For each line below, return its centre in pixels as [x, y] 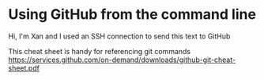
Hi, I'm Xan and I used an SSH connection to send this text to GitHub [119, 36]
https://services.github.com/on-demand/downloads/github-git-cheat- [122, 60]
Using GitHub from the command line [132, 15]
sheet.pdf [24, 67]
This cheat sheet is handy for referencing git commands [100, 51]
